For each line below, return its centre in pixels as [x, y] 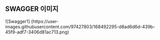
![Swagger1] [17, 21]
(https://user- [45, 21]
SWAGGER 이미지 [32, 9]
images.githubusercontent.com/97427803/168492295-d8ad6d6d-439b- [80, 26]
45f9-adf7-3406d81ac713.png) [37, 32]
